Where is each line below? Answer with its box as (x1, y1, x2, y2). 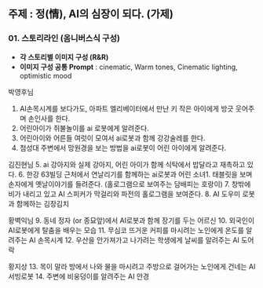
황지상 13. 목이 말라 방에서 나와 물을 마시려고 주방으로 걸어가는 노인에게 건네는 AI (8, 261, 256, 271)
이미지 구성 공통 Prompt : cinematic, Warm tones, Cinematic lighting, (19, 62, 238, 71)
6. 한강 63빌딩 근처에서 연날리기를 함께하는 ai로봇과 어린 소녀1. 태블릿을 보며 (18, 170, 253, 179)
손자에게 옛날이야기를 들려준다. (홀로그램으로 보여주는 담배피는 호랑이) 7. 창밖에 (8, 179, 251, 188)
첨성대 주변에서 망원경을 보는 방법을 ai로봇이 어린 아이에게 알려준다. (19, 143, 227, 152)
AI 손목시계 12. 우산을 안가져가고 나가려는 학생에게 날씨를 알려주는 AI (28, 235, 239, 245)
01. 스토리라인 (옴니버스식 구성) (8, 33, 120, 44)
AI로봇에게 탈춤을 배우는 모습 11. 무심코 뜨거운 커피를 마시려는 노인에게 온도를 (8, 225, 245, 235)
